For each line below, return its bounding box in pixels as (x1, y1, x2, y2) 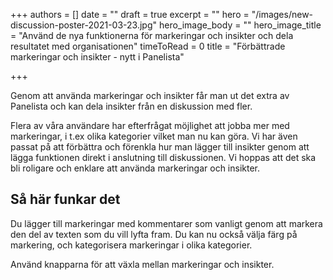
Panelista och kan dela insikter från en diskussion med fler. (10, 100, 253, 112)
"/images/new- (251, 9, 314, 20)
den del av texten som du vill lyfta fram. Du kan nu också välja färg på (10, 228, 298, 240)
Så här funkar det (10, 191, 121, 208)
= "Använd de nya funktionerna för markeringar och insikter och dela (10, 30, 294, 41)
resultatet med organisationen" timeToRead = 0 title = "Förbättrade (10, 40, 286, 52)
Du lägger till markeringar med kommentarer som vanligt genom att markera (10, 217, 323, 229)
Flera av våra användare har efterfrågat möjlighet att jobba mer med (10, 120, 290, 131)
